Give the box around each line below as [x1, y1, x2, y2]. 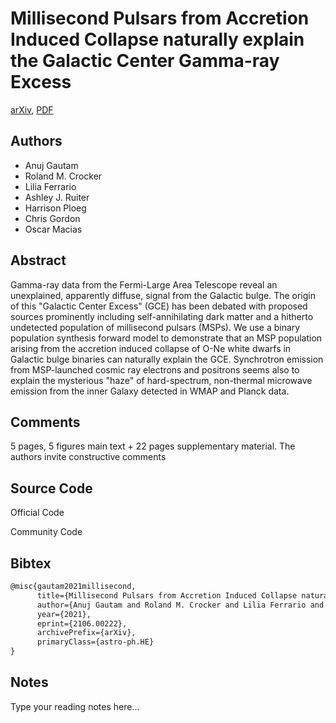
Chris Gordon [24, 212, 81, 224]
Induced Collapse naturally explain [10, 28, 305, 51]
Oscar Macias [24, 223, 83, 235]
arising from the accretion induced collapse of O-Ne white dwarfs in [10, 342, 292, 354]
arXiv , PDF [10, 103, 54, 116]
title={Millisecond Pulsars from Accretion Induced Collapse [36, 590, 298, 601]
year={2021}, [36, 609, 92, 619]
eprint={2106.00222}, [36, 618, 128, 629]
